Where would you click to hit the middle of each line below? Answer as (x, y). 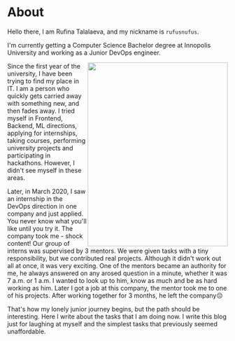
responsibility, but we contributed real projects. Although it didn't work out (114, 258)
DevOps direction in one (42, 206)
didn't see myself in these (44, 170)
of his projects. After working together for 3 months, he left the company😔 (115, 295)
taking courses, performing (47, 140)
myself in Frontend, (35, 118)
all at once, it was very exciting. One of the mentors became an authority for (117, 265)
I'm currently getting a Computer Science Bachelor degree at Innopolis (109, 45)
